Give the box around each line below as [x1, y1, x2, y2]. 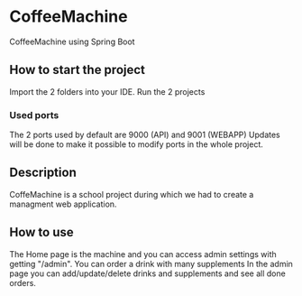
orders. [9, 277, 36, 288]
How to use [9, 225, 74, 240]
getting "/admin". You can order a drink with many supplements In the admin [9, 258, 293, 269]
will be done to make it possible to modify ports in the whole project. [9, 139, 264, 150]
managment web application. [9, 199, 117, 209]
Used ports [9, 108, 59, 121]
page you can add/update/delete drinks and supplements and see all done [9, 268, 286, 279]
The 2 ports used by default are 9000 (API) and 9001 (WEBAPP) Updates [9, 129, 281, 141]
